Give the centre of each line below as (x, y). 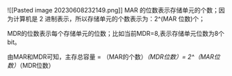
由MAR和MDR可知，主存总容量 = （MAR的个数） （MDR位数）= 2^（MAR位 (114, 57)
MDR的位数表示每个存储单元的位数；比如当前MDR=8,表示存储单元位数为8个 (116, 34)
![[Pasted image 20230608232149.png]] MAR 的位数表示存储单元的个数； (113, 10)
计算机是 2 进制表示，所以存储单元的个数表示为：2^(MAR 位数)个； (109, 19)
